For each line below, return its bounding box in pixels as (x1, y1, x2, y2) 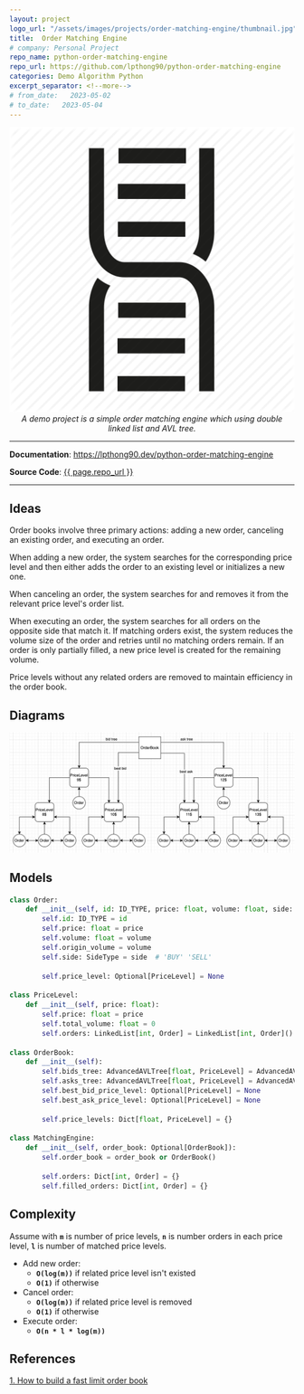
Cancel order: (22, 1286, 74, 1297)
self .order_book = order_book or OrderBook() (42, 1153, 217, 1162)
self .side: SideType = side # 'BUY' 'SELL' (42, 953, 213, 962)
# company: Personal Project (9, 43, 119, 52)
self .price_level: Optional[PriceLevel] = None (42, 972, 224, 981)
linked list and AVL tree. (108, 422, 196, 433)
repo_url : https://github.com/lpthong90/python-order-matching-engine (9, 62, 281, 71)
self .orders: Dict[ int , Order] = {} (42, 1171, 180, 1181)
